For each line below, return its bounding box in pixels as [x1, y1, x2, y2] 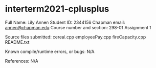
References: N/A [5, 58, 38, 64]
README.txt [5, 39, 30, 45]
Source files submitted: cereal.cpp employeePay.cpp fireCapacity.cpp [5, 34, 146, 40]
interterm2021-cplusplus [5, 3, 109, 15]
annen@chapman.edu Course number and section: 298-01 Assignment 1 [5, 24, 152, 30]
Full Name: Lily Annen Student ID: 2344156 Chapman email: [5, 19, 125, 25]
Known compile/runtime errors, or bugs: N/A [5, 49, 94, 54]
